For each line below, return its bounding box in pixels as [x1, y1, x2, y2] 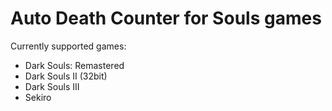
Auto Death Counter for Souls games [10, 7, 322, 30]
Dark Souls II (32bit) [24, 70, 108, 82]
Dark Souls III [24, 80, 80, 92]
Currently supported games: [10, 40, 127, 52]
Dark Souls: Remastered [24, 59, 125, 71]
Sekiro [24, 91, 52, 103]
